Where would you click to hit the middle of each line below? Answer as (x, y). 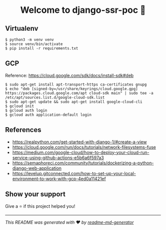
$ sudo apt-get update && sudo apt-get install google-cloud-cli (74, 102)
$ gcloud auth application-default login (48, 115)
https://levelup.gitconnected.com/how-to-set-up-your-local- (74, 173)
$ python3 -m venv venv (30, 40)
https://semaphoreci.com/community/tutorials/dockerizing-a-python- (83, 163)
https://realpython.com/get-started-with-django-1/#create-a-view (80, 142)
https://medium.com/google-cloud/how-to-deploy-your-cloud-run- (81, 152)
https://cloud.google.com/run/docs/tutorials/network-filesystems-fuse (84, 147)
